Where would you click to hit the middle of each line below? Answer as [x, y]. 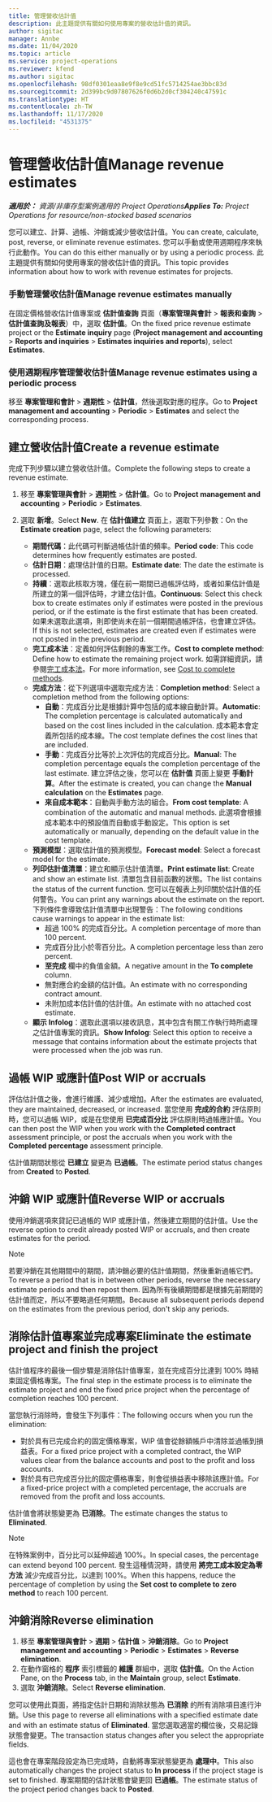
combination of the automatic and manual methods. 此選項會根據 [153, 812]
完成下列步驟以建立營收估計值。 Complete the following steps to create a [130, 468]
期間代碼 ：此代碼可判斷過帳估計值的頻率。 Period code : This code [143, 546]
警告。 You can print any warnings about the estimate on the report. [152, 899]
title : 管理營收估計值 [43, 16]
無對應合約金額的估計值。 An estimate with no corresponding [146, 985]
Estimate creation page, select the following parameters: [116, 529]
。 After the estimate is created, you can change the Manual [151, 783]
